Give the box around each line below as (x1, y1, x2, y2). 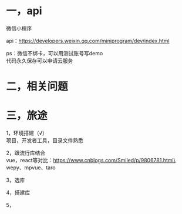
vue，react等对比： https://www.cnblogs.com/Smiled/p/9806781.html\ (6, 157, 176, 164)
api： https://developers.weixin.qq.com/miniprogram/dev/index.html (6, 37, 170, 44)
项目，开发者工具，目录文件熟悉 (6, 137, 83, 144)
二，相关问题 (6, 80, 69, 93)
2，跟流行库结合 (6, 149, 46, 156)
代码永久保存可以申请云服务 (6, 57, 73, 64)
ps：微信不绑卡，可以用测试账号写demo (6, 49, 103, 56)
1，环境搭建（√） (6, 129, 48, 137)
